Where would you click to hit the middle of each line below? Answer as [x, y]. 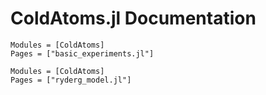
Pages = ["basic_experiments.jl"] [82, 53]
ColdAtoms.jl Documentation [133, 18]
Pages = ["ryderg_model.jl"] [71, 80]
